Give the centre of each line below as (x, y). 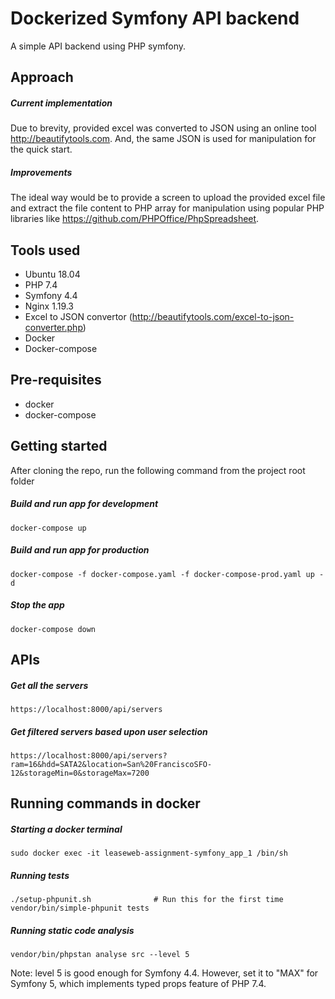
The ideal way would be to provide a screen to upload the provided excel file (168, 198)
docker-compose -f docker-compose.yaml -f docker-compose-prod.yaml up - (167, 574)
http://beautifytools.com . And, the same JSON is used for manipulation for (163, 139)
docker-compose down (53, 629)
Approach (42, 77)
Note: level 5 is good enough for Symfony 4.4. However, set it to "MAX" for (164, 973)
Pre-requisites (56, 380)
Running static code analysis (72, 930)
